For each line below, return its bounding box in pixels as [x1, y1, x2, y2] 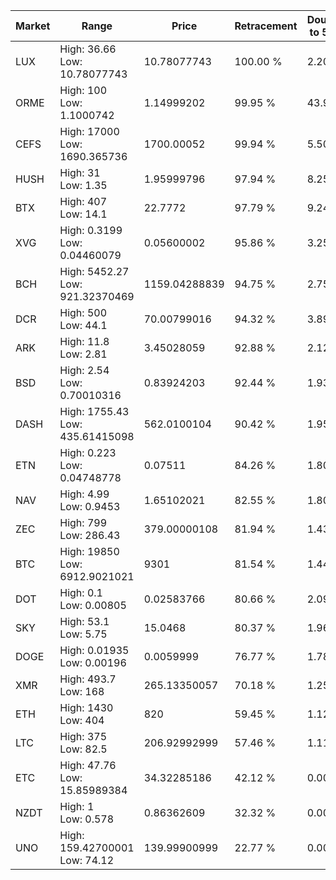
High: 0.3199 [59, 224, 123, 237]
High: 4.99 [59, 487, 110, 501]
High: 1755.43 [59, 405, 130, 418]
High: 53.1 [59, 615, 110, 628]
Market [15, 19, 51, 33]
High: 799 [59, 516, 108, 529]
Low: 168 [59, 685, 105, 698]
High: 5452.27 [59, 265, 130, 278]
